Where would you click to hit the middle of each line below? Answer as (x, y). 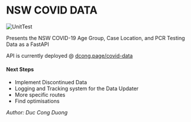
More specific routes (40, 95)
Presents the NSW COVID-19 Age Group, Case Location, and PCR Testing (96, 38)
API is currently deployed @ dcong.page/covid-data (69, 55)
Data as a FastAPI (27, 44)
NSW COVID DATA (52, 10)
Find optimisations (37, 101)
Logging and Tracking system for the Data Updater (77, 88)
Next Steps (20, 69)
